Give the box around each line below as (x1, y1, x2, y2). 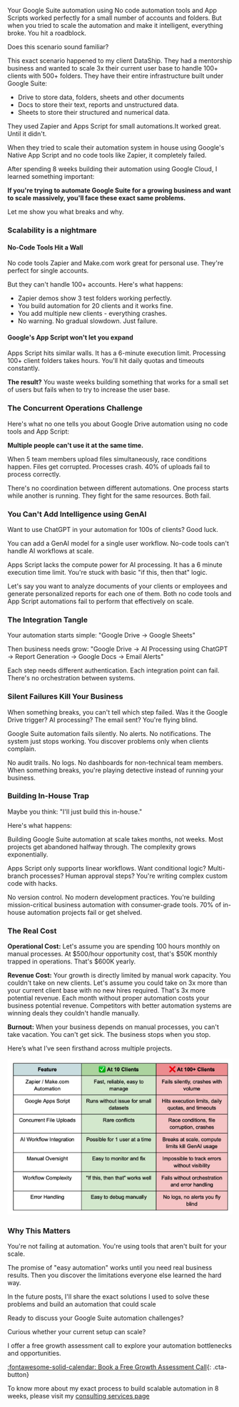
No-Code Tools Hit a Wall (7, 242, 83, 252)
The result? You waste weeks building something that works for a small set (7, 378, 229, 387)
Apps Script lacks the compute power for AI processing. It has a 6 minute (7, 560, 223, 569)
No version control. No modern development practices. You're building (7, 893, 215, 901)
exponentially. (7, 850, 49, 859)
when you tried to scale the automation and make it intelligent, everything (7, 21, 223, 29)
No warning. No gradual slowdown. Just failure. (17, 317, 158, 325)
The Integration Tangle (7, 615, 88, 625)
